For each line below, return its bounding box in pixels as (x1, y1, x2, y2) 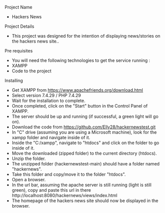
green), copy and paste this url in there (11, 187, 91, 193)
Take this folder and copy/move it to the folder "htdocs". (11, 171, 126, 177)
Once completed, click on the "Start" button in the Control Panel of (11, 103, 148, 108)
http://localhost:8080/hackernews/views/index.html (11, 193, 118, 198)
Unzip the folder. (11, 156, 46, 161)
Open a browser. (11, 177, 46, 182)
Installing (4, 78, 23, 83)
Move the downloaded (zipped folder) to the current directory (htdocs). (11, 151, 157, 156)
